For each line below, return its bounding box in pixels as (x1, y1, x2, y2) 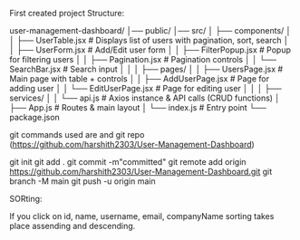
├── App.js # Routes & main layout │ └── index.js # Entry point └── (9, 102, 267, 112)
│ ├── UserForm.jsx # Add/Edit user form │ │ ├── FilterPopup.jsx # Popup (9, 44, 292, 55)
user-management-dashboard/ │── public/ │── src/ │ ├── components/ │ (9, 25, 292, 35)
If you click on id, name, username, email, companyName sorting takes (9, 211, 275, 221)
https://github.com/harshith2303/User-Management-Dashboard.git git (9, 167, 273, 177)
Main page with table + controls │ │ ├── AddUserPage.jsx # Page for (9, 73, 270, 84)
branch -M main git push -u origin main (9, 176, 156, 187)
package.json (9, 112, 61, 122)
